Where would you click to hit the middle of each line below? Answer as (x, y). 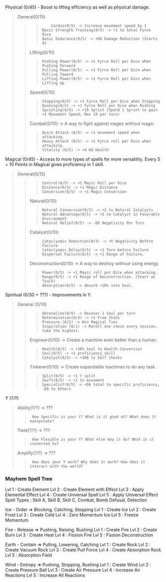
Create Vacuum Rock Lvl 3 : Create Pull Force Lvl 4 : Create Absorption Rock (83, 550)
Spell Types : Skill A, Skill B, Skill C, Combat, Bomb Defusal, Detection (76, 500)
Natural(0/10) (43, 201)
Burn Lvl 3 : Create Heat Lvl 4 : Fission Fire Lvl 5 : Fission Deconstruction (79, 535)
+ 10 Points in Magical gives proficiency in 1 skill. (55, 164)
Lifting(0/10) (42, 52)
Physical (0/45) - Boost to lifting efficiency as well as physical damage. (78, 7)
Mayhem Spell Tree (29, 478)
